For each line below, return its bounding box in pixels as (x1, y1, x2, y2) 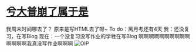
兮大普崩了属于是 (6, 5, 89, 18)
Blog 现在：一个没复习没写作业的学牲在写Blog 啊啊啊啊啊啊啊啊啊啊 (26, 32, 190, 39)
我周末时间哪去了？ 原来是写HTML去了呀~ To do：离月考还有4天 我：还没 (6, 25, 185, 32)
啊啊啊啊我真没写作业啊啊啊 (6, 40, 73, 47)
